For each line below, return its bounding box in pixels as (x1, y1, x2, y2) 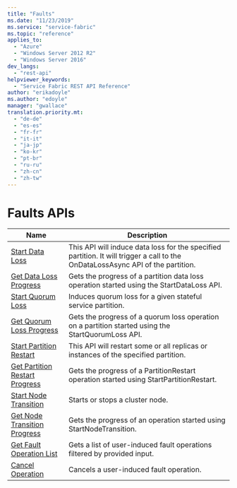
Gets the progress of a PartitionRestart (68, 366, 196, 376)
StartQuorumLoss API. (68, 330, 142, 340)
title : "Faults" (7, 10, 55, 18)
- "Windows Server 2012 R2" (13, 50, 97, 57)
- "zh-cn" (13, 167, 42, 175)
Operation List (11, 449, 58, 459)
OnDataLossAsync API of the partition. (68, 260, 196, 270)
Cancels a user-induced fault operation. (68, 465, 202, 475)
